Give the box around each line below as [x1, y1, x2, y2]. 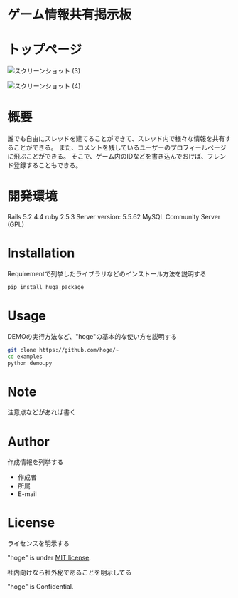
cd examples [7, 353, 43, 360]
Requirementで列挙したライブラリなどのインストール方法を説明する [7, 269, 207, 278]
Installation [7, 245, 75, 261]
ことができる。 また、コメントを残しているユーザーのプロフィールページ [13, 143, 227, 152]
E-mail [17, 490, 37, 498]
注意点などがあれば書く [7, 408, 76, 416]
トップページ [7, 42, 82, 58]
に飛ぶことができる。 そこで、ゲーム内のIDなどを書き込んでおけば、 [7, 152, 207, 161]
